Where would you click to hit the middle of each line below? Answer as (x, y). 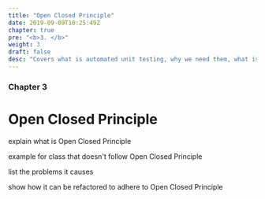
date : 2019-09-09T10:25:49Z (54, 23)
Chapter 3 (28, 87)
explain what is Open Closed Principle (70, 141)
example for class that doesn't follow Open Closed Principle (105, 156)
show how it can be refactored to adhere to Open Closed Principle (116, 186)
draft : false (30, 52)
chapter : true (32, 30)
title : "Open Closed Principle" (61, 15)
